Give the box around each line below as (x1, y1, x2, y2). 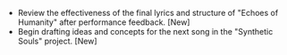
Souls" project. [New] (17, 35, 97, 46)
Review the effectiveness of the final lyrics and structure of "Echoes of (17, 8, 279, 18)
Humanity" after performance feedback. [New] (17, 17, 190, 27)
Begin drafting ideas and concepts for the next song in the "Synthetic (17, 27, 274, 36)
